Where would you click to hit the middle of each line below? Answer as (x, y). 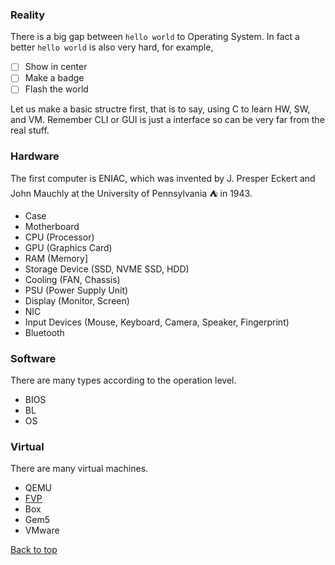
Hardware (35, 156)
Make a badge (54, 78)
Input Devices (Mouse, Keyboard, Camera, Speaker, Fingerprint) (157, 322)
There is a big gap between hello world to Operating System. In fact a (155, 37)
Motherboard (52, 226)
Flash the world (56, 89)
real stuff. (30, 130)
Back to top (34, 550)
